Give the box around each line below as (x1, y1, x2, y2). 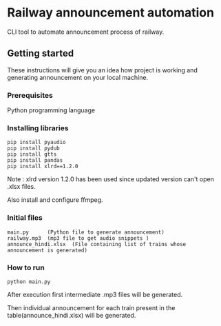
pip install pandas (7, 157, 63, 164)
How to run (7, 263, 45, 272)
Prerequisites (7, 90, 53, 100)
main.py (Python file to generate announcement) (7, 229, 165, 236)
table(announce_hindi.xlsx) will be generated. (7, 311, 136, 319)
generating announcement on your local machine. (7, 73, 149, 81)
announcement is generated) (7, 247, 88, 254)
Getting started (7, 48, 74, 59)
